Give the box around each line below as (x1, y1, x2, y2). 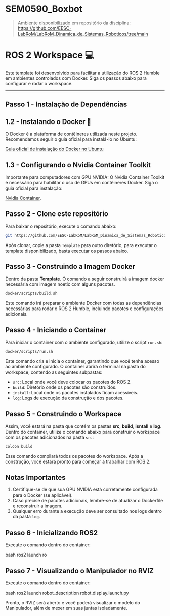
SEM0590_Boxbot (5, 3, 83, 15)
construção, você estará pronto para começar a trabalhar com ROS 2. (5, 458, 151, 465)
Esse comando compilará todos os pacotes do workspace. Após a (5, 453, 143, 459)
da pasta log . (12, 514, 40, 520)
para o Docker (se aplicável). (12, 492, 73, 498)
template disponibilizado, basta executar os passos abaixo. (5, 248, 129, 254)
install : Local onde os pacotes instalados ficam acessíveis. (12, 389, 139, 395)
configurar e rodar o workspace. (5, 80, 73, 86)
